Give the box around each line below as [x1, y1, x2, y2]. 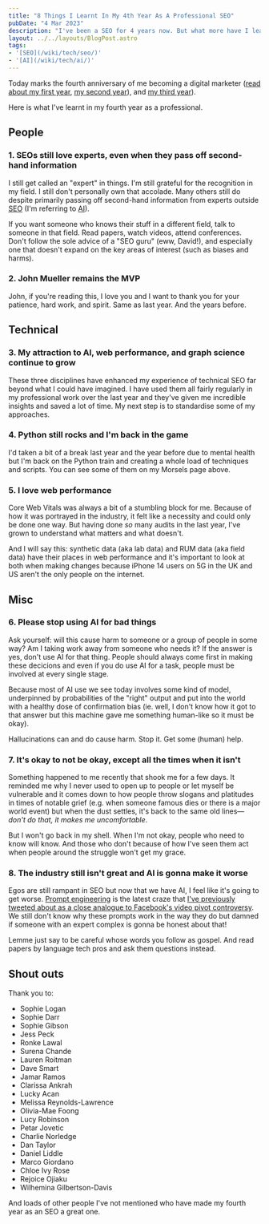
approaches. [8, 410, 50, 419]
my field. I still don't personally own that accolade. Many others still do [8, 186, 241, 196]
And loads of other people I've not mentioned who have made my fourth [8, 1198, 247, 1208]
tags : [8, 42, 26, 50]
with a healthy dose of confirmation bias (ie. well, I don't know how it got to [8, 701, 256, 711]
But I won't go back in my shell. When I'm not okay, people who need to [8, 830, 245, 840]
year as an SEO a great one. [8, 1207, 101, 1217]
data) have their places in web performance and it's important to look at [8, 552, 245, 562]
